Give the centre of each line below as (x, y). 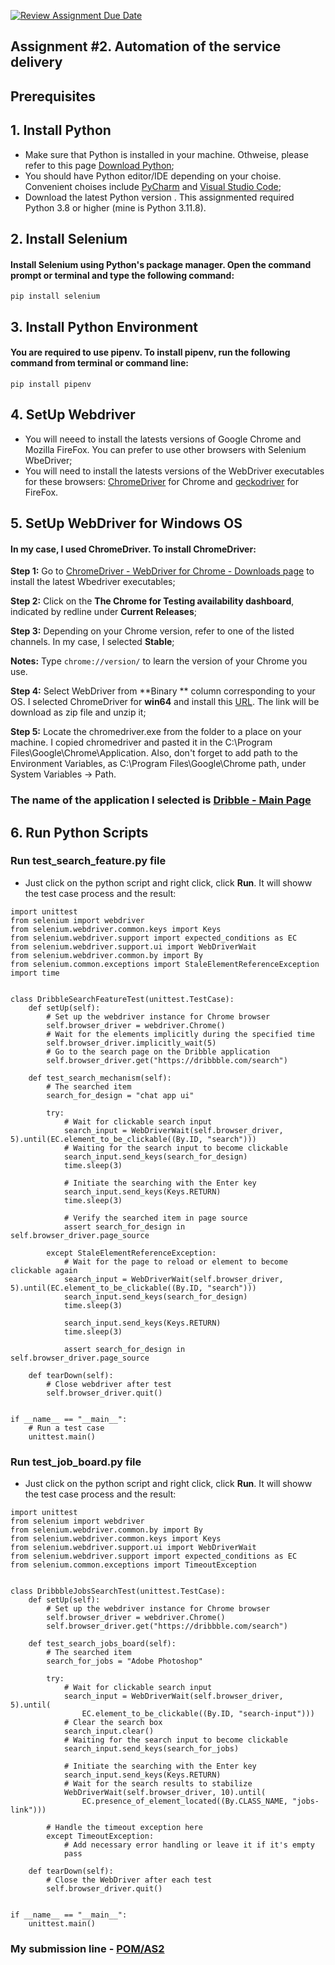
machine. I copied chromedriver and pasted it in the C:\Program (141, 742)
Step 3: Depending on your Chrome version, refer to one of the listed (152, 631)
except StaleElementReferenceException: (131, 1253)
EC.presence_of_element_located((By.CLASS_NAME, (184, 1801)
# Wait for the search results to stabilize (158, 1784)
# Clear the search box (113, 1723)
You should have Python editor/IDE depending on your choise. (153, 176)
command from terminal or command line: (99, 363)
